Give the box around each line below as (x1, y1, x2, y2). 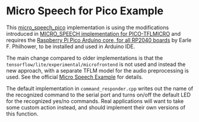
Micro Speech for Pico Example (6, 4, 164, 18)
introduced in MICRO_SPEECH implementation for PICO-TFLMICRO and (6, 30, 181, 37)
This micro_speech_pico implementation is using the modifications (6, 24, 169, 31)
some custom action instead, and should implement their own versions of (6, 104, 186, 111)
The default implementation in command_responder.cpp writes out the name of (6, 85, 194, 92)
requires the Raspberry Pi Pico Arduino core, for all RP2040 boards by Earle (6, 36, 192, 43)
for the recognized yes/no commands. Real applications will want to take (6, 97, 184, 105)
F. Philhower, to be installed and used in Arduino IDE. (6, 43, 135, 50)
